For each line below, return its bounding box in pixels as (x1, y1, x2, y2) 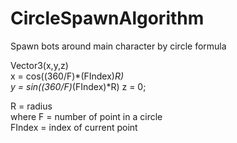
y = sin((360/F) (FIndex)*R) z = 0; (10, 80, 147, 92)
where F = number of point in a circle (10, 110, 163, 122)
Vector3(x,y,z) (10, 59, 69, 71)
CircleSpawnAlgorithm (10, 7, 205, 30)
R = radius (10, 100, 53, 112)
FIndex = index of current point (10, 121, 138, 133)
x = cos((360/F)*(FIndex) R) (10, 70, 125, 82)
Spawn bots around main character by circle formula (10, 40, 227, 52)
